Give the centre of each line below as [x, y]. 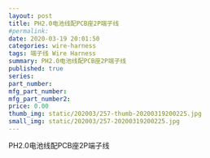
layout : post [31, 16]
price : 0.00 [28, 106]
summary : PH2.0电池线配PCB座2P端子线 [68, 62]
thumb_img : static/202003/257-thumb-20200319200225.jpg [105, 114]
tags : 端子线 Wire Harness [52, 53]
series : [22, 76]
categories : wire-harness [52, 46]
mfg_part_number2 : [39, 99]
